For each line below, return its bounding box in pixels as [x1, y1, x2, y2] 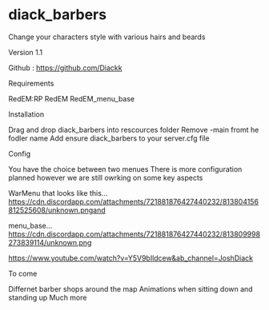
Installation [8, 109, 45, 119]
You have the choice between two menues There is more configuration [8, 164, 243, 173]
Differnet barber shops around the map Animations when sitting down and [8, 284, 254, 293]
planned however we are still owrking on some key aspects [8, 173, 203, 182]
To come [8, 268, 38, 278]
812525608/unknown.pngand [8, 205, 106, 215]
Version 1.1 [8, 47, 42, 57]
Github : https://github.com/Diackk [8, 62, 122, 73]
